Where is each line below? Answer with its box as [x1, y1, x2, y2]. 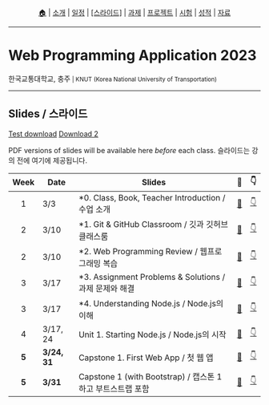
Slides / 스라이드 [8, 107, 88, 121]
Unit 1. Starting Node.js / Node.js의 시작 [78, 329, 227, 340]
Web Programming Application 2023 [8, 47, 257, 65]
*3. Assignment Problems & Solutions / [78, 271, 226, 282]
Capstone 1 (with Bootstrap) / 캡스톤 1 [78, 371, 223, 382]
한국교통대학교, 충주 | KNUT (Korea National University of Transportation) [8, 74, 218, 83]
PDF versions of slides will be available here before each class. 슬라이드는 [8, 145, 251, 155]
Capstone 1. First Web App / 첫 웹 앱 [78, 352, 214, 363]
